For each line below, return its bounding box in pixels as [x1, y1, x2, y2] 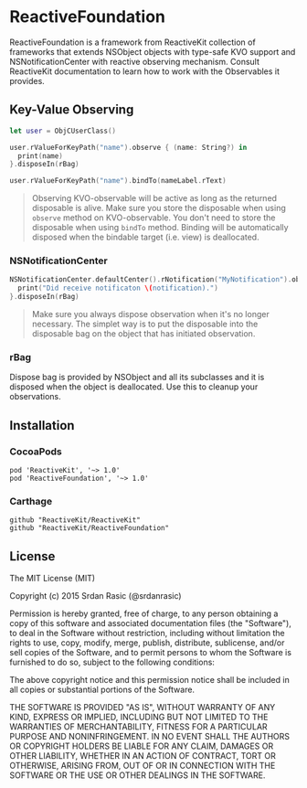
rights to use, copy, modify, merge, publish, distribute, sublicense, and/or [9, 637, 285, 648]
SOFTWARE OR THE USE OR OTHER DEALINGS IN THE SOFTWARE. [9, 770, 266, 781]
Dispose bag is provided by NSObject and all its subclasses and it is [9, 372, 265, 383]
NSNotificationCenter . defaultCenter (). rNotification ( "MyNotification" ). [9, 275, 292, 284]
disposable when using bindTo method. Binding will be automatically [31, 222, 290, 233]
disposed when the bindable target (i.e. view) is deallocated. [31, 231, 259, 243]
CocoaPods [9, 445, 62, 458]
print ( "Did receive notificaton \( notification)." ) [17, 283, 219, 293]
